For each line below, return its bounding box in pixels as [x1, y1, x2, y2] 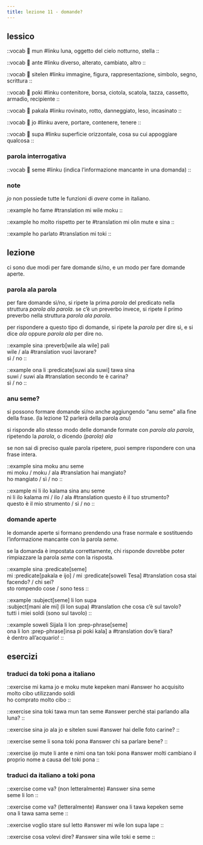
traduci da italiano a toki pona [7, 771, 95, 780]
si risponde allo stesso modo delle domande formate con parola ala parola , [7, 426, 195, 434]
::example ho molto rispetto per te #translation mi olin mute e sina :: [7, 219, 175, 226]
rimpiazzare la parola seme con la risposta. [7, 554, 114, 561]
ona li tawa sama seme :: [7, 809, 69, 817]
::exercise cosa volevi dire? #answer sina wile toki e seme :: [7, 833, 155, 840]
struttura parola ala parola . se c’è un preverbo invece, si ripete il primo [7, 305, 183, 313]
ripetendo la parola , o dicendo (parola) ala [7, 432, 114, 440]
